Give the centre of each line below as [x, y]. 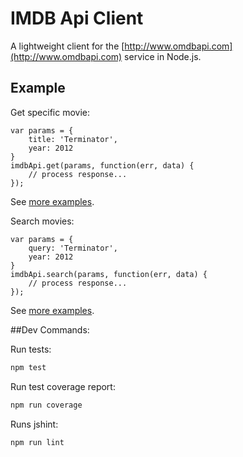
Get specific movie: [50, 112]
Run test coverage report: [63, 386]
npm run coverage [46, 405]
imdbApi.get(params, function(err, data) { [102, 165]
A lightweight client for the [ [67, 46]
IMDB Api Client [77, 18]
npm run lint [37, 442]
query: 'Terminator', [73, 248]
